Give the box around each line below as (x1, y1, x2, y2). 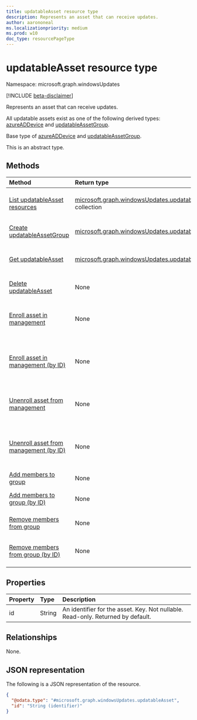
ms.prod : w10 (6, 31, 38, 36)
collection (74, 203, 102, 211)
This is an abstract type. (6, 143, 64, 150)
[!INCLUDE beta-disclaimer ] (6, 92, 73, 99)
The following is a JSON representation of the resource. (6, 681, 141, 688)
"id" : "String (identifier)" (11, 703, 83, 709)
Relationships (6, 632, 57, 642)
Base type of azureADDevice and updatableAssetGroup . (6, 132, 142, 139)
